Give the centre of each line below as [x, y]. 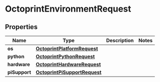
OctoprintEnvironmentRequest [68, 9]
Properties [21, 27]
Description [120, 41]
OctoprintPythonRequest [65, 57]
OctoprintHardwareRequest [68, 64]
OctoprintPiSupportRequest [69, 72]
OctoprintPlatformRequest [67, 49]
